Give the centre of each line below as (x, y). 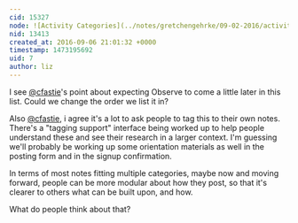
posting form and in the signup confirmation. (91, 156)
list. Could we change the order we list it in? (89, 101)
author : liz (31, 67)
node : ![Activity (41, 26)
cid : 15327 (29, 17)
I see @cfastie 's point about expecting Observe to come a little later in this (145, 92)
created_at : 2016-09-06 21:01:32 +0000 (83, 42)
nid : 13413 (29, 34)
